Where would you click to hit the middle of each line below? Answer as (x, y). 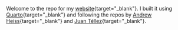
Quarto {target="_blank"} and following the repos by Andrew (79, 15)
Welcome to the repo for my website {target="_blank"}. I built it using (89, 9)
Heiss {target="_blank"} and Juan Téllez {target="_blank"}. (76, 21)
